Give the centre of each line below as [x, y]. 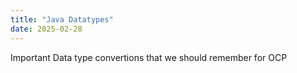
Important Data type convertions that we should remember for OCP [149, 57]
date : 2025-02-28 [46, 29]
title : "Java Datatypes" [62, 19]
